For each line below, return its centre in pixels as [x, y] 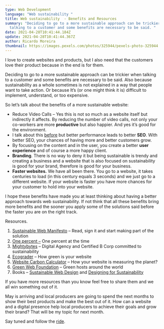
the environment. [29, 129]
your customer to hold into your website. [53, 186]
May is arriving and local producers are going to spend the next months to [80, 296]
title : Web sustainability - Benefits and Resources [61, 19]
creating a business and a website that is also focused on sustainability [83, 161]
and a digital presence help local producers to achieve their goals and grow [81, 307]
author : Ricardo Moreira [30, 41]
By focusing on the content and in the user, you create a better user [80, 145]
